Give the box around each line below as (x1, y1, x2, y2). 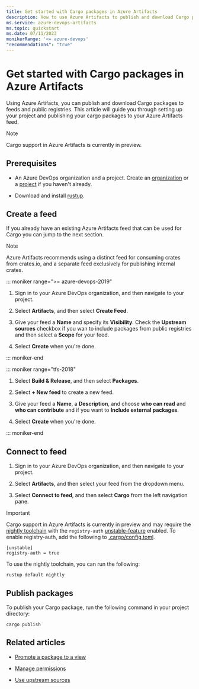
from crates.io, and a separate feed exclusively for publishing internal (6, 260, 175, 267)
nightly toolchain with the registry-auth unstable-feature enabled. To (6, 527, 176, 534)
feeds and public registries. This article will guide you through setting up (6, 105, 182, 113)
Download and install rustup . (14, 192, 85, 199)
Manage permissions (14, 665, 66, 672)
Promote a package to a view (14, 653, 86, 661)
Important (6, 509, 30, 517)
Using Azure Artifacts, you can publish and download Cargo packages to (6, 99, 184, 107)
